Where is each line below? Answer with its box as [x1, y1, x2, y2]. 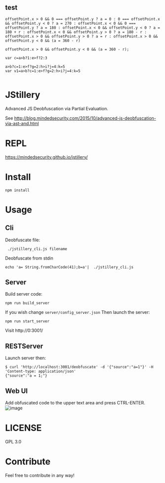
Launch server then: [5, 355, 46, 361]
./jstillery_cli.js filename [7, 246, 68, 251]
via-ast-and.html [5, 120, 39, 126]
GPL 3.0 [5, 439, 22, 444]
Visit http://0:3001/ [5, 328, 43, 334]
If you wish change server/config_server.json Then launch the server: [5, 309, 150, 315]
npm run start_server [5, 319, 50, 324]
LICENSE [5, 422, 42, 434]
